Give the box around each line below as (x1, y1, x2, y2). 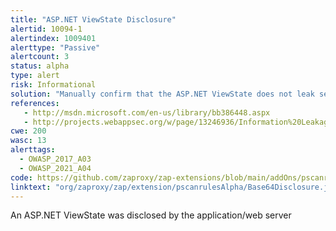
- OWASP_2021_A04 (19, 163, 92, 173)
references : (10, 98, 60, 108)
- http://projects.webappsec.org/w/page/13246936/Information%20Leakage (23, 117, 333, 127)
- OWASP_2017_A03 (19, 154, 92, 164)
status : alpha (10, 61, 70, 71)
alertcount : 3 (10, 52, 70, 62)
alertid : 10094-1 (10, 24, 83, 34)
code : (10, 172, 33, 183)
